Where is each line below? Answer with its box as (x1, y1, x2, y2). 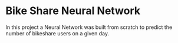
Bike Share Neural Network (5, 4, 141, 18)
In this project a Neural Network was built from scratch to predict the (5, 24, 173, 31)
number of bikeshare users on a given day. (5, 29, 110, 37)
